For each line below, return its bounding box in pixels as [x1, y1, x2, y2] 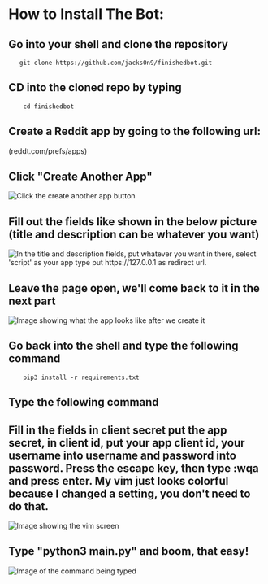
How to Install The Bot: [8, 5, 165, 24]
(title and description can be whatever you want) [8, 227, 260, 241]
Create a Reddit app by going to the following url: [8, 124, 262, 138]
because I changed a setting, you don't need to [8, 486, 251, 500]
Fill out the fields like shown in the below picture [8, 215, 257, 229]
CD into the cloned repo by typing [8, 81, 182, 94]
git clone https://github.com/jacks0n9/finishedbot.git [19, 59, 213, 67]
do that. [8, 499, 49, 513]
